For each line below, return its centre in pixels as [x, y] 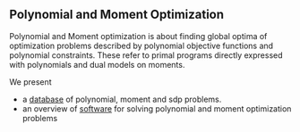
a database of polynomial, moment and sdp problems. [122, 99]
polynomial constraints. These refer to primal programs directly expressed [146, 55]
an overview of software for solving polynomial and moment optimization [157, 108]
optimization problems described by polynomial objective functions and [141, 45]
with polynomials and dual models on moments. [97, 64]
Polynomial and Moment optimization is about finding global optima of [138, 36]
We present [30, 82]
